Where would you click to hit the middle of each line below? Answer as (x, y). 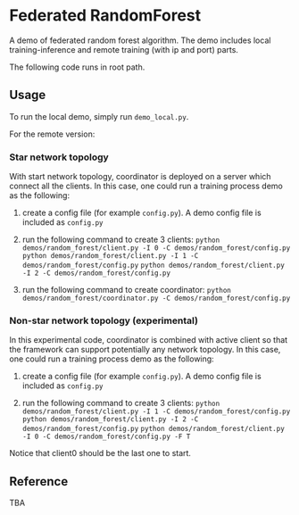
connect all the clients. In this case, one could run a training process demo (146, 186)
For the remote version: (52, 134)
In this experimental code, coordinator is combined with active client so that (149, 340)
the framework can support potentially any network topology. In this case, (145, 350)
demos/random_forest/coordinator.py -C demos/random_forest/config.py (156, 299)
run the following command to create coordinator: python (127, 290)
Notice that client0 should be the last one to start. (100, 453)
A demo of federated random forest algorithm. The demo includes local (140, 40)
